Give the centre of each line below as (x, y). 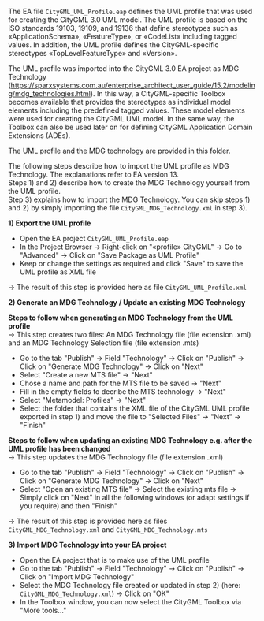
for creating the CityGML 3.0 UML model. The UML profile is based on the (128, 20)
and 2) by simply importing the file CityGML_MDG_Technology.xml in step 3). (128, 208)
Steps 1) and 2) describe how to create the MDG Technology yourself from (129, 183)
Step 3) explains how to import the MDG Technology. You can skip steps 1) (129, 199)
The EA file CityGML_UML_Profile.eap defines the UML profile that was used (130, 11)
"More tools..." (43, 610)
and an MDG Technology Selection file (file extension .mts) (104, 343)
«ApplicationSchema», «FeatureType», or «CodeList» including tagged (123, 36)
